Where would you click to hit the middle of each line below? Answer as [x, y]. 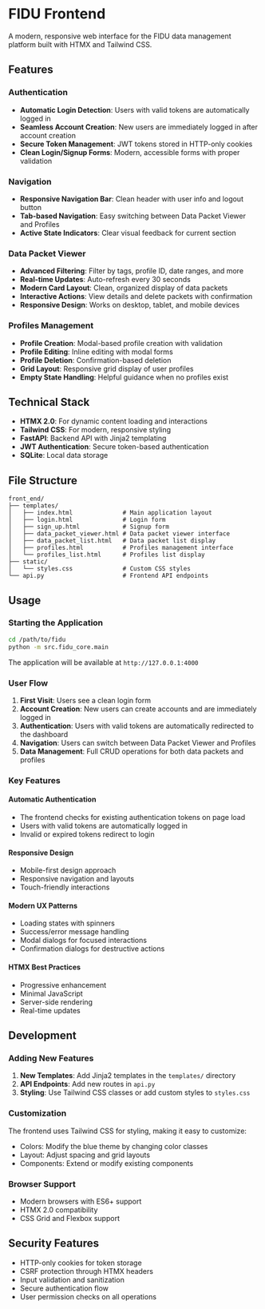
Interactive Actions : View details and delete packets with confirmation [136, 296]
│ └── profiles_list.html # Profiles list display [107, 555]
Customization [38, 1113]
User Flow [28, 682]
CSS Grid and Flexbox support [69, 1218]
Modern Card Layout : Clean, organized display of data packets [124, 288]
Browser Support [42, 1184]
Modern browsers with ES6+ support [81, 1201]
